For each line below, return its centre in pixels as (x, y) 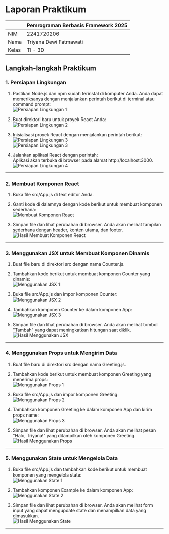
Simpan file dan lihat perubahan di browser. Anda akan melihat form (83, 505)
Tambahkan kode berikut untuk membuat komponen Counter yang (81, 274)
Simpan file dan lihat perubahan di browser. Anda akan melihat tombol (85, 325)
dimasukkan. (26, 516)
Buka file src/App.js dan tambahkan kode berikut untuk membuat (80, 469)
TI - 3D (35, 50)
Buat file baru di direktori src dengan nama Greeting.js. (69, 364)
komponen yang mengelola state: (47, 474)
